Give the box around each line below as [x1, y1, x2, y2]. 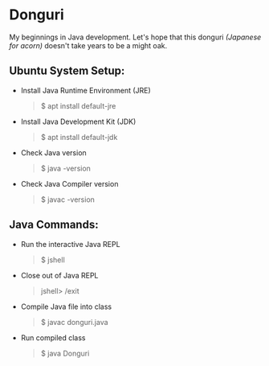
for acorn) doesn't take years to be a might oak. [9, 40, 168, 50]
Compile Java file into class [20, 302, 112, 311]
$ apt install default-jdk [40, 132, 118, 142]
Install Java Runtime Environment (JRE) [20, 85, 151, 95]
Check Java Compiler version [20, 179, 119, 188]
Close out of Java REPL [20, 270, 99, 280]
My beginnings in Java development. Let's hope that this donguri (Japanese [9, 32, 262, 42]
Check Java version [20, 147, 87, 158]
